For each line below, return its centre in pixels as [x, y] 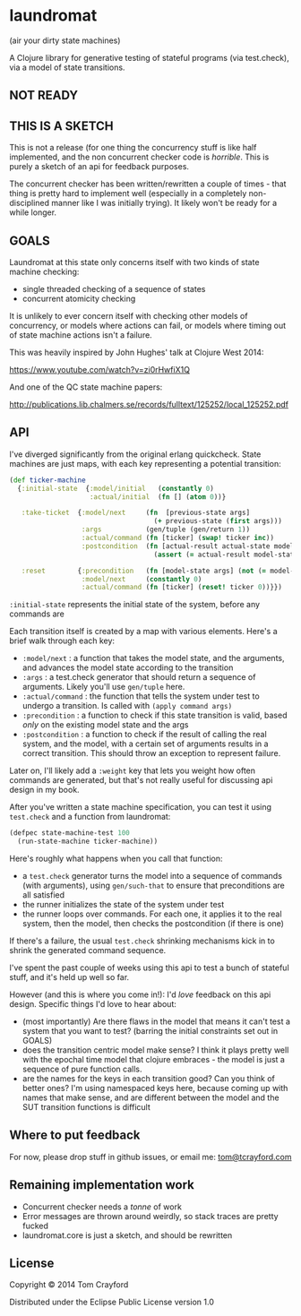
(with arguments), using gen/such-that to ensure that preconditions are [153, 886]
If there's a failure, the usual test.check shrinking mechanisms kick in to [142, 941]
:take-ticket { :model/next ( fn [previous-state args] [136, 513]
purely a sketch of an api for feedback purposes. [99, 167]
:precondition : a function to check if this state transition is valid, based [155, 715]
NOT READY [44, 95]
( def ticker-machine [48, 480]
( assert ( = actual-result [202, 555]
